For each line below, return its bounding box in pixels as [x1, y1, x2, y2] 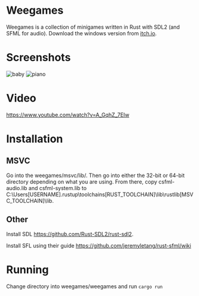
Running [6, 263, 49, 276]
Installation [6, 132, 63, 145]
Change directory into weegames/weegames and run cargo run [6, 282, 163, 290]
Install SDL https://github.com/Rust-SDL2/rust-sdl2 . [6, 230, 134, 237]
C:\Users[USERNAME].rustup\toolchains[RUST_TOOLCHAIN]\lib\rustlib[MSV [6, 191, 194, 198]
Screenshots [6, 51, 71, 65]
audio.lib [6, 184, 27, 191]
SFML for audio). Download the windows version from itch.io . [6, 29, 157, 36]
